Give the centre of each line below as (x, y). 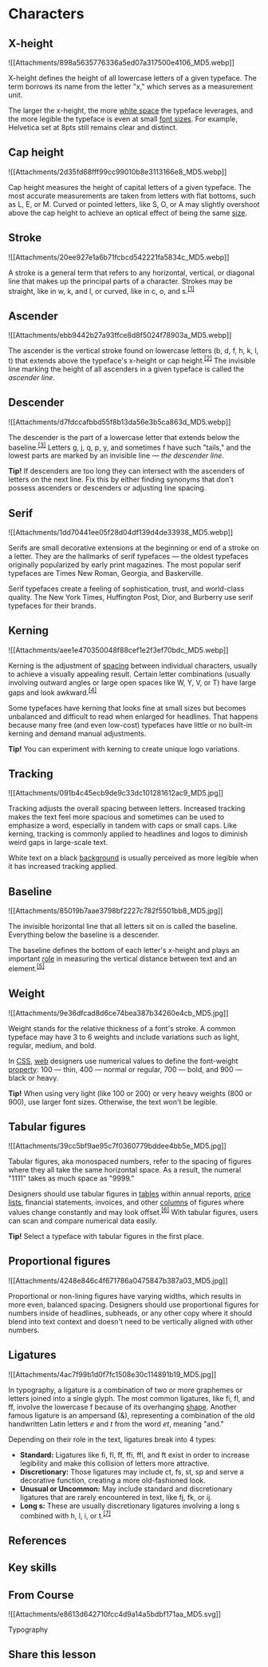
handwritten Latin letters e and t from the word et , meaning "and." (116, 1423)
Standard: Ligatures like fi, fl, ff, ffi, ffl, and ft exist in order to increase (134, 1455)
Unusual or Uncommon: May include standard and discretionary (126, 1488)
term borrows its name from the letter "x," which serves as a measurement (131, 86)
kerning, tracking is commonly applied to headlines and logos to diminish (128, 834)
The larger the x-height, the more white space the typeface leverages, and (131, 110)
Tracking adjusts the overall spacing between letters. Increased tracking (127, 808)
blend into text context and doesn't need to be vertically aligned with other (131, 1321)
